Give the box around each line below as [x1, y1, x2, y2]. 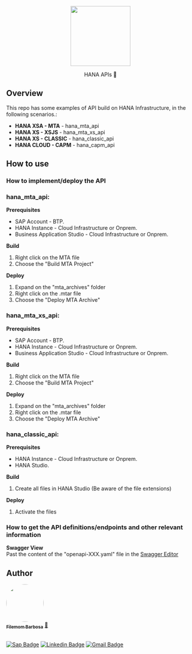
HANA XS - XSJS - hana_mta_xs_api [14, 128, 106, 136]
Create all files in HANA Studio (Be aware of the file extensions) [14, 485, 172, 492]
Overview [6, 88, 44, 98]
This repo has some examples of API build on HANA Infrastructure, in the [6, 104, 187, 111]
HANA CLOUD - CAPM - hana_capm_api [14, 141, 115, 148]
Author [6, 568, 33, 578]
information [6, 530, 41, 539]
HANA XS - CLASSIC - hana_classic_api [14, 135, 114, 142]
